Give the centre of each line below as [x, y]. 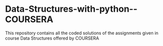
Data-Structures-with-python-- [71, 9]
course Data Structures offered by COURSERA [52, 38]
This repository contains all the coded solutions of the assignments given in [82, 33]
